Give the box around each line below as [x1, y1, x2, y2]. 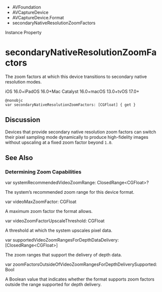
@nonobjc [5, 98, 23, 103]
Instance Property [5, 30, 42, 35]
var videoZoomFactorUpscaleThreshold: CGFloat [5, 218, 105, 224]
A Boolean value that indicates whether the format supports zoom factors [5, 276, 155, 282]
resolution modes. [5, 79, 42, 84]
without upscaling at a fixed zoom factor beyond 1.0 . [5, 139, 113, 145]
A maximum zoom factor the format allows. [5, 209, 93, 214]
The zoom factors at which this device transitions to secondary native [5, 74, 147, 80]
